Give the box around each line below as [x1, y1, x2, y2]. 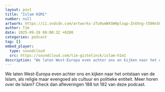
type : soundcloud [9, 48, 45, 53]
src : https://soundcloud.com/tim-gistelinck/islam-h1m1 [9, 53, 126, 58]
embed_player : [5, 44, 34, 49]
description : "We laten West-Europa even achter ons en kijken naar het [5, 58, 157, 62]
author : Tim [5, 26, 29, 31]
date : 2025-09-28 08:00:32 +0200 [5, 30, 74, 35]
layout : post [5, 7, 32, 12]
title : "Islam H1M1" [5, 12, 48, 17]
